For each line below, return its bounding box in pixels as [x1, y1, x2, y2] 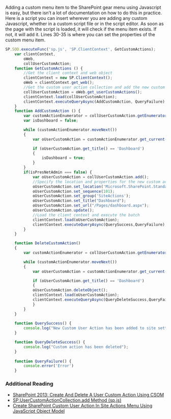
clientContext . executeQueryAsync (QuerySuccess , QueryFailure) [32, 222, 165, 227]
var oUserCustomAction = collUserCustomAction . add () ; [32, 174, 149, 179]
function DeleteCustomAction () [14, 241, 81, 246]
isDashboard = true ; [41, 155, 85, 160]
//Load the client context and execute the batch [32, 212, 140, 218]
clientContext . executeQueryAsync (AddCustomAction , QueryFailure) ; [23, 99, 167, 104]
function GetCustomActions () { [14, 66, 83, 71]
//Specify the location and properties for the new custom [32, 179, 160, 184]
